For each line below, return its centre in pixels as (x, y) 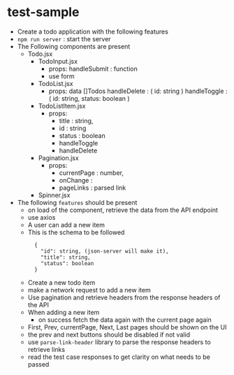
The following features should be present (77, 202)
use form (61, 76)
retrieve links (46, 349)
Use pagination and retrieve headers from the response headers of (124, 297)
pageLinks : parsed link (93, 187)
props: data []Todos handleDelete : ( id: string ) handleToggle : (138, 91)
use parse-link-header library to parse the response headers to (119, 342)
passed (38, 364)
